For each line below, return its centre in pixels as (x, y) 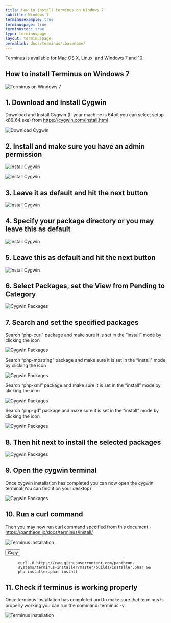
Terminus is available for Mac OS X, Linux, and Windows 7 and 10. (75, 58)
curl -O (26, 563)
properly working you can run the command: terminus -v (65, 605)
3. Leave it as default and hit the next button (77, 193)
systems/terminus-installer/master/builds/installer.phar (81, 567)
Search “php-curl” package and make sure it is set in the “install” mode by (83, 335)
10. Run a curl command (44, 515)
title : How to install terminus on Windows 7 (54, 10)
